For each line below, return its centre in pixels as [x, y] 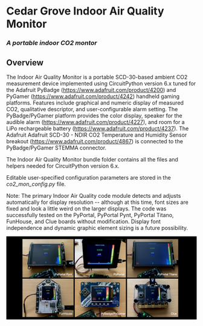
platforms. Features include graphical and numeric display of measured [95, 103]
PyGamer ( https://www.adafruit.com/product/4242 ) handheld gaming [93, 96]
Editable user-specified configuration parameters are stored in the [89, 177]
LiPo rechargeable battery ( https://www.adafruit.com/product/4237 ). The [98, 128]
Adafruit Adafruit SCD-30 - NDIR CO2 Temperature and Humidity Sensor [97, 135]
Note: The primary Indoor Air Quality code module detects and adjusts [94, 195]
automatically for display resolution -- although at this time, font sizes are [97, 202]
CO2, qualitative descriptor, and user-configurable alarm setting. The [92, 109]
